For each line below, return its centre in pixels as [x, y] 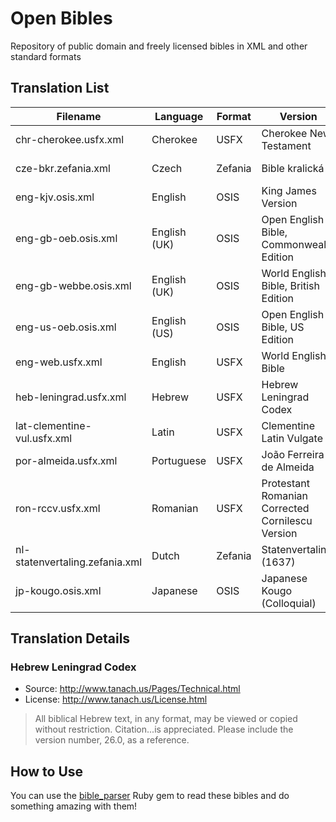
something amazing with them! [74, 806]
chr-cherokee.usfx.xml [70, 139]
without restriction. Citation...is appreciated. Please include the [164, 729]
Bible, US [283, 327]
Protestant [285, 483]
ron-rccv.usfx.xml [58, 508]
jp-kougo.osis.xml [58, 590]
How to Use [47, 771]
